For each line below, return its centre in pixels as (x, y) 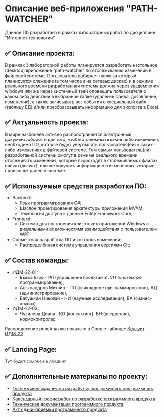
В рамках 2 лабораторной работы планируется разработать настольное (81, 65)
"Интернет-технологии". (30, 38)
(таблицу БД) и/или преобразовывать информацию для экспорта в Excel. (82, 107)
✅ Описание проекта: (40, 53)
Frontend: (22, 219)
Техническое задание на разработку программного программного (83, 388)
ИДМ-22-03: (26, 309)
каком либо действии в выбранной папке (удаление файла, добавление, (81, 96)
